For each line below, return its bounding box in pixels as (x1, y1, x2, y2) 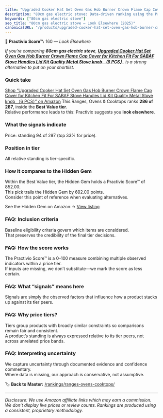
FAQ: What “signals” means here (5, 283, 84, 290)
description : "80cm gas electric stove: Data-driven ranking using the (5, 12, 153, 17)
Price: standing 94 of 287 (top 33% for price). (5, 132, 97, 138)
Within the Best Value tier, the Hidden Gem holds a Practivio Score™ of (5, 179, 146, 185)
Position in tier (5, 145, 40, 151)
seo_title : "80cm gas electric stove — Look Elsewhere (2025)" (5, 20, 136, 26)
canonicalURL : (5, 25, 34, 30)
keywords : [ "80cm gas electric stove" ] (5, 16, 86, 21)
